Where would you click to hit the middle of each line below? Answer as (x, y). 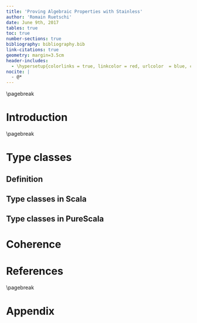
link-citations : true (33, 50)
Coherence (34, 244)
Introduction (37, 117)
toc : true (18, 33)
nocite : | (18, 72)
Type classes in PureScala (55, 219)
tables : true (22, 28)
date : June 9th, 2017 (33, 22)
